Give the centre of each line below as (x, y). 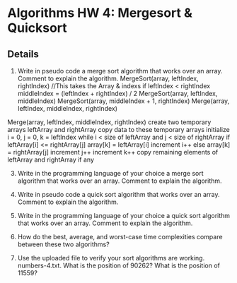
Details (23, 54)
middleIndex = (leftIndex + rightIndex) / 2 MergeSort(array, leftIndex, (117, 94)
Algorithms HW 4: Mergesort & (100, 13)
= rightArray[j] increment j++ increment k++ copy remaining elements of (113, 152)
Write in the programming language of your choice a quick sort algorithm (124, 216)
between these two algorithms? (63, 244)
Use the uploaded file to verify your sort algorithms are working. (111, 258)
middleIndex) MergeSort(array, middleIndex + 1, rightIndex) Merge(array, (123, 101)
